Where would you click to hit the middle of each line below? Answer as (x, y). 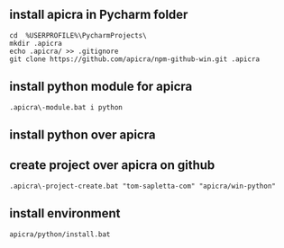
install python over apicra (82, 135)
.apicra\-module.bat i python (66, 107)
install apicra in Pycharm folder (99, 15)
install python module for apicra (101, 87)
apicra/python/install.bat (60, 234)
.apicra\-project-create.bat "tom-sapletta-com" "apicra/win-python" (143, 186)
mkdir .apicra (36, 43)
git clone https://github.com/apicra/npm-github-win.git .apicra (134, 59)
